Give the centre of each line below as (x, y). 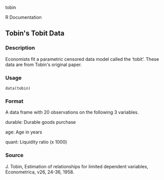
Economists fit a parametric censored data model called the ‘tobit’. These (82, 59)
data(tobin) (18, 88)
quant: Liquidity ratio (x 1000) (36, 142)
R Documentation (24, 17)
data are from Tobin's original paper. (44, 64)
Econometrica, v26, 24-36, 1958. (40, 172)
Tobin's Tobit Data (35, 33)
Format (15, 101)
